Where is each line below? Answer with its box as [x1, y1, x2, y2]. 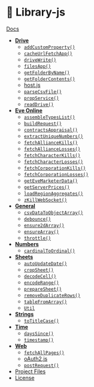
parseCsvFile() [23, 89, 62, 95]
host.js [23, 81, 41, 89]
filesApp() [23, 63, 51, 69]
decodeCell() [23, 273, 57, 279]
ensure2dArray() [23, 222, 65, 228]
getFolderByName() [23, 69, 70, 75]
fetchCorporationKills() [23, 165, 86, 171]
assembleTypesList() [23, 114, 75, 120]
